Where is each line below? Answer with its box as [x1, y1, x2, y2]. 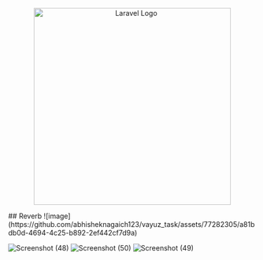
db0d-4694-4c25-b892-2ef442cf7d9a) [8, 228, 138, 237]
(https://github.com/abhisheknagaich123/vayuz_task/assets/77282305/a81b [8, 220, 255, 228]
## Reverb [8, 211, 43, 221]
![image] [43, 211, 71, 221]
